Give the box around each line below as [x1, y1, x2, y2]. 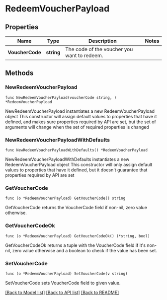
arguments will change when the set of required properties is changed [5, 124, 149, 130]
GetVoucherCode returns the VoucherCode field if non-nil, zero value [5, 205, 148, 211]
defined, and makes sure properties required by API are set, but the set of [5, 119, 157, 125]
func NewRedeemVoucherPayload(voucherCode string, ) [5, 95, 117, 100]
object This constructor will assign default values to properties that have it [5, 113, 157, 119]
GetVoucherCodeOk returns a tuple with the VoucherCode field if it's [5, 242, 146, 248]
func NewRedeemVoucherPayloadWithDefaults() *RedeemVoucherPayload [5, 148, 148, 152]
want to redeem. [65, 52, 103, 59]
